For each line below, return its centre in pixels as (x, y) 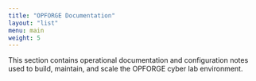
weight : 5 (25, 38)
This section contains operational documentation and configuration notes (128, 60)
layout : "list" (33, 23)
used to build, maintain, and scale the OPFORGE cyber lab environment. (126, 69)
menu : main (26, 30)
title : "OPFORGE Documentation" (62, 15)
